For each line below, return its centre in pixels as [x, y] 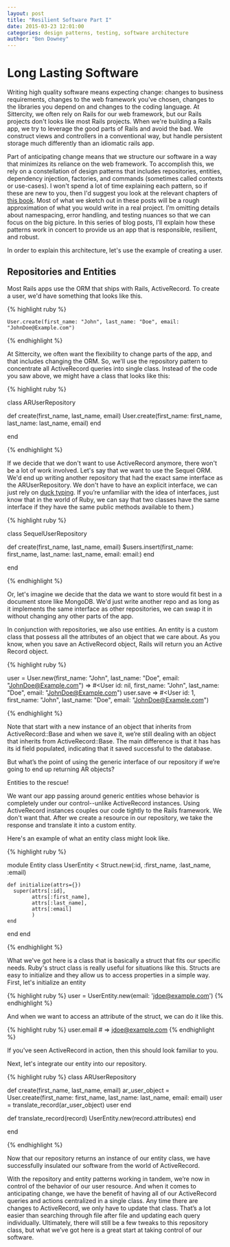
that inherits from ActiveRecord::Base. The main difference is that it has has [114, 741]
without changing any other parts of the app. [70, 616]
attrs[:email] [52, 909]
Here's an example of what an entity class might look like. [89, 838]
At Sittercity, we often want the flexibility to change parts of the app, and [110, 354]
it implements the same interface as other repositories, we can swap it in [110, 609]
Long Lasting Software [73, 73]
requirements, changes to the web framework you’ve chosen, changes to [111, 100]
